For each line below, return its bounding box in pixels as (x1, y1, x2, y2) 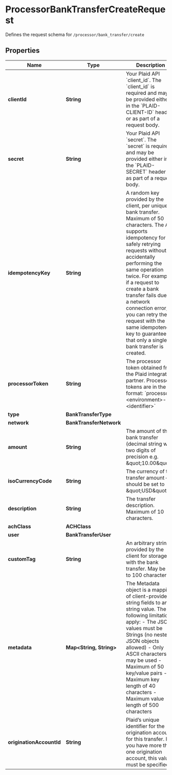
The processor (125, 358, 161, 365)
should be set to (125, 480, 165, 488)
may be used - (125, 657, 162, 664)
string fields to (125, 599, 161, 606)
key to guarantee (125, 330, 167, 337)
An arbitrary (125, 539, 155, 547)
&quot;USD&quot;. (125, 487, 170, 494)
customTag (8, 555, 36, 562)
